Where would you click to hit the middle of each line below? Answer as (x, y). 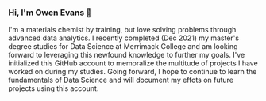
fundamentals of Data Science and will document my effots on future (121, 80)
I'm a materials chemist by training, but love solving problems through (122, 30)
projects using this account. (54, 88)
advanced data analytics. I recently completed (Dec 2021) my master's (124, 38)
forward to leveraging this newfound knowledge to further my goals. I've (127, 55)
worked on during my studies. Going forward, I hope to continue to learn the (133, 72)
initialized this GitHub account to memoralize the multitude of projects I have (133, 63)
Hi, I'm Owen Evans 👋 (50, 13)
